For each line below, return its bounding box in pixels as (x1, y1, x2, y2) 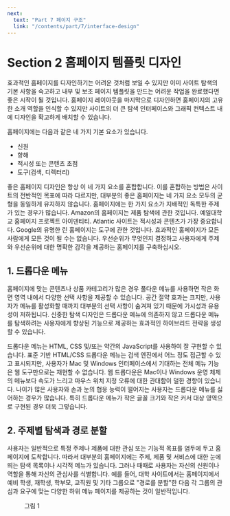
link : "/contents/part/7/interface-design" (13, 23, 139, 30)
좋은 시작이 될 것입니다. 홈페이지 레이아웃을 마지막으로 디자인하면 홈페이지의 (7, 96, 211, 104)
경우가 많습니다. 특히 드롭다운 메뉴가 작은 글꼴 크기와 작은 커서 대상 (25, 394, 205, 402)
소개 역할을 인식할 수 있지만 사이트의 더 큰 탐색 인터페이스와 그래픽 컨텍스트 (14, 105, 216, 113)
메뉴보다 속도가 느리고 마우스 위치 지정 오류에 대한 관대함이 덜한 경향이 (14, 376, 203, 385)
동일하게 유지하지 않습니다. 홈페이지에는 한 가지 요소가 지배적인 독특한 (19, 200, 207, 208)
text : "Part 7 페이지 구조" (13, 17, 87, 23)
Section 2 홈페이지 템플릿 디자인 (7, 54, 182, 70)
